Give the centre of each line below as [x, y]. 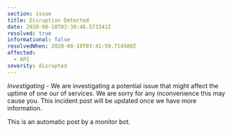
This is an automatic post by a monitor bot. [69, 121]
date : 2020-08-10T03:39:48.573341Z [59, 27]
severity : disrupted [37, 66]
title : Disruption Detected [48, 20]
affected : [22, 53]
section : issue [29, 14]
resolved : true [29, 33]
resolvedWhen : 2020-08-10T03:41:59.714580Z [72, 46]
